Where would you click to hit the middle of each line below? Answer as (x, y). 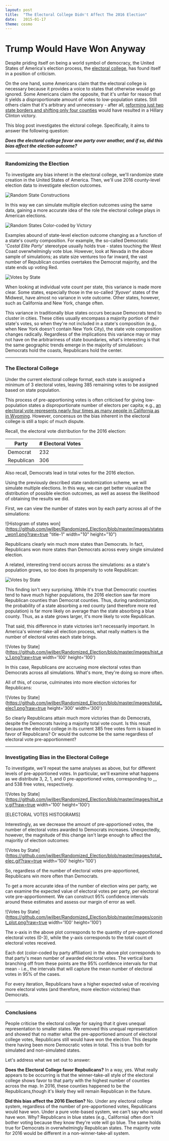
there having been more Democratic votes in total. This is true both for (78, 1045)
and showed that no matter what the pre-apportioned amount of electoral (81, 1034)
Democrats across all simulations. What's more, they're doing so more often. (84, 672)
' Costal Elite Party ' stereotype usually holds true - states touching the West (83, 246)
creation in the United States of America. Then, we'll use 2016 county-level (83, 180)
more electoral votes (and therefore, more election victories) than (73, 990)
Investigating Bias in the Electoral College (57, 757)
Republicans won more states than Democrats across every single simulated (84, 549)
